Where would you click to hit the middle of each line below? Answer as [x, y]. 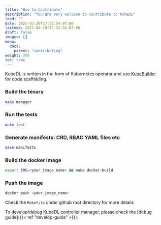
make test [15, 125]
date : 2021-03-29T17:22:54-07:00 [39, 23]
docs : [15, 46]
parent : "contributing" [38, 51]
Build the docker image [33, 160]
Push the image [24, 183]
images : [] [16, 37]
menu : [11, 42]
